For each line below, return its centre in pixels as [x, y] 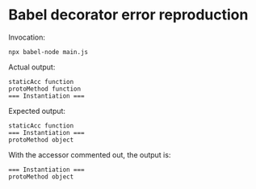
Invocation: [27, 37]
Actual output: [32, 67]
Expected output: [37, 111]
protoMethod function [45, 89]
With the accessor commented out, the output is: [90, 154]
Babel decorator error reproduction [128, 15]
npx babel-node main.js [48, 52]
